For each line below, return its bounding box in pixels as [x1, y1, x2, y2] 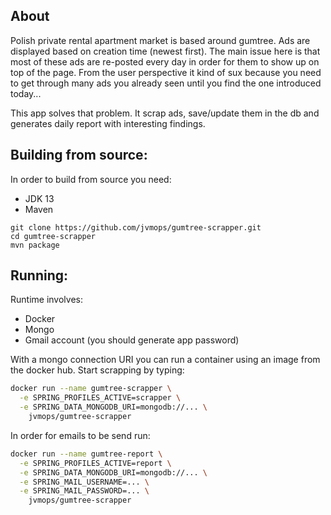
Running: [10, 267, 69, 284]
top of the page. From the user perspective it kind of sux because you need [10, 66, 322, 78]
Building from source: [10, 147, 148, 164]
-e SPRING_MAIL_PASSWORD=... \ [19, 486, 150, 496]
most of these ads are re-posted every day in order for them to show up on [10, 55, 320, 68]
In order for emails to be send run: [10, 429, 151, 441]
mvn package [10, 240, 60, 250]
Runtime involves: [10, 294, 83, 306]
